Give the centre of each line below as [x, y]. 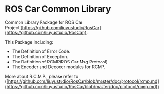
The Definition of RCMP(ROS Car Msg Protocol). [61, 62]
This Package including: [29, 42]
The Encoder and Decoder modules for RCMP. [59, 67]
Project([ [14, 27]
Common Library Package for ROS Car [44, 22]
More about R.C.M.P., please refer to [42, 76]
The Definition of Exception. [40, 56]
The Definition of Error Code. [41, 51]
